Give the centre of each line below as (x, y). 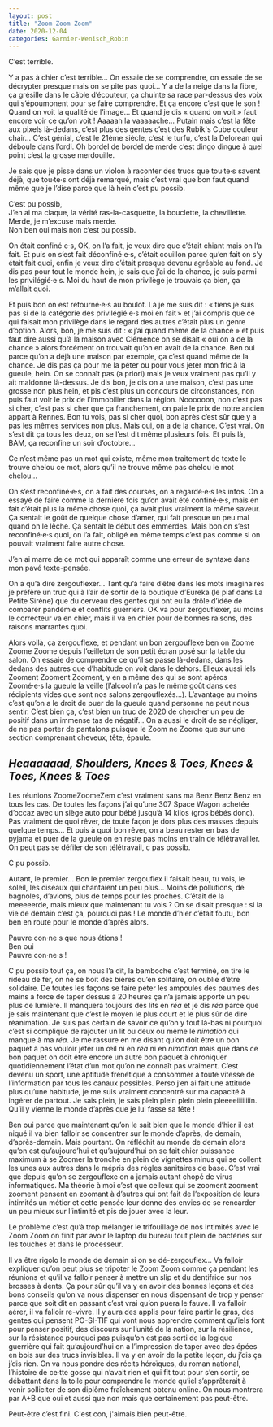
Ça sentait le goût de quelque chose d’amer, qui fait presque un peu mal (129, 518)
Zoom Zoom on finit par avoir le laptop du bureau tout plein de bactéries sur (135, 1236)
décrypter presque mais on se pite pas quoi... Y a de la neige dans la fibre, (133, 86)
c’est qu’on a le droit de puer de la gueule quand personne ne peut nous (129, 703)
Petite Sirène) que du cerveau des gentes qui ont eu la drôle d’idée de (126, 601)
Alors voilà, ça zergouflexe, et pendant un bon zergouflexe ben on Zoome (132, 642)
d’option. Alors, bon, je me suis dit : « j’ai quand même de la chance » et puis (136, 331)
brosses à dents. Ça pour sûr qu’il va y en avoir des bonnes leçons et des (131, 1286)
